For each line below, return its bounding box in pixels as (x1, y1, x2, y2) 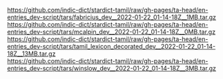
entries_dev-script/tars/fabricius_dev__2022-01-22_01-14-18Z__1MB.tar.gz (7, 13, 216, 21)
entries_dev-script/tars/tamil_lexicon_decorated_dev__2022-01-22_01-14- (7, 43, 216, 50)
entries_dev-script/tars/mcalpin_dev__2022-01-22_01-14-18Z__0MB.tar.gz (7, 27, 216, 36)
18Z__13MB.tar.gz (7, 49, 56, 58)
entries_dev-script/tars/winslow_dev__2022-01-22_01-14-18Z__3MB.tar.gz (7, 65, 216, 72)
